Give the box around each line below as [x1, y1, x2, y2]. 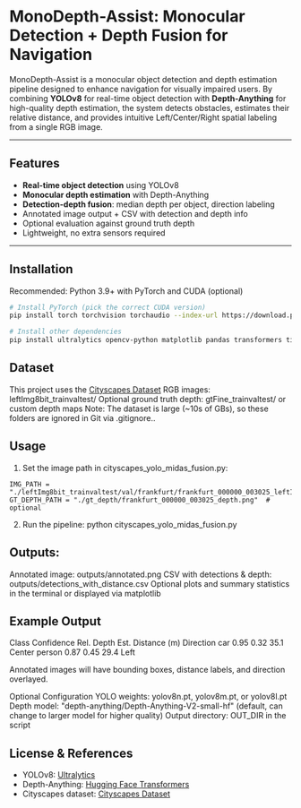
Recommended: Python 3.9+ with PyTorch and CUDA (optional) [9, 285, 244, 297]
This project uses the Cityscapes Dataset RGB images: [9, 383, 211, 395]
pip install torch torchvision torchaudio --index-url [9, 311, 219, 320]
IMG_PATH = [9, 479, 50, 489]
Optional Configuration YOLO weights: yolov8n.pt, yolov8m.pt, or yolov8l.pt [9, 692, 288, 702]
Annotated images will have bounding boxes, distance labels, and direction [9, 665, 286, 675]
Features [9, 156, 60, 171]
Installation [9, 262, 73, 277]
